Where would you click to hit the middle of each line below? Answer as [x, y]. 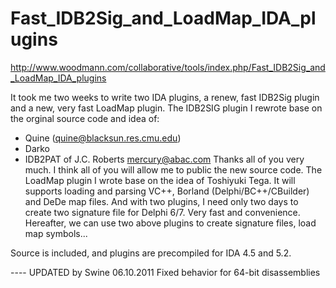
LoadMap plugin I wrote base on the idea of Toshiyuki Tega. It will [160, 180]
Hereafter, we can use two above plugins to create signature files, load [170, 223]
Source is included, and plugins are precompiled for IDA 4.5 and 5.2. [151, 253]
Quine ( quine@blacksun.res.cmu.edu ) [103, 138]
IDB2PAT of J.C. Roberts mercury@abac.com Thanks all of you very [164, 159]
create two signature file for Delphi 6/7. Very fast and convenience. [162, 212]
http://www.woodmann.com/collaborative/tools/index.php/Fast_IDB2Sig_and [168, 67]
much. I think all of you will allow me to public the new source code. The [173, 169]
